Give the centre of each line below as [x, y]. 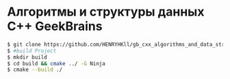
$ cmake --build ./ [35, 70]
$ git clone [24, 44]
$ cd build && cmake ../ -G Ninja [56, 63]
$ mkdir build [27, 57]
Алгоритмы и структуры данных [106, 12]
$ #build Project [32, 51]
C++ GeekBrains [55, 26]
